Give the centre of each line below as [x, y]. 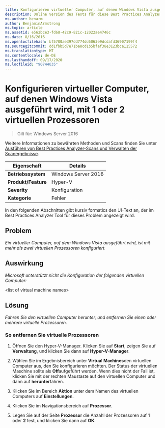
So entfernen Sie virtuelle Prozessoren [52, 335]
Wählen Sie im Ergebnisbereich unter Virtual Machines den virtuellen [82, 360]
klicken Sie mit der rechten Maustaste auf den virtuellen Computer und [84, 376]
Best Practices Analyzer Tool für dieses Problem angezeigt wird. [70, 215]
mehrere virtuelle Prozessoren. [36, 322]
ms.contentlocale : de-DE [30, 55]
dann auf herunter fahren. [38, 381]
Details [77, 166]
